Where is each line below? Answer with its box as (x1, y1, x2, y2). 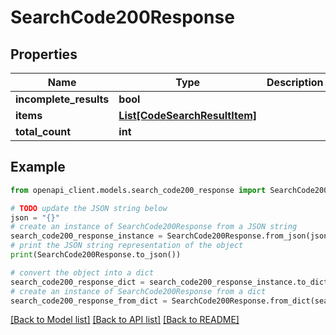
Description (266, 76, 324, 89)
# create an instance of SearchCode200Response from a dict (10, 286, 267, 296)
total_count (15, 125, 71, 138)
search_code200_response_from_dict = (10, 296, 168, 306)
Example (10, 159, 66, 176)
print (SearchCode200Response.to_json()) (10, 250, 182, 260)
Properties (10, 46, 78, 63)
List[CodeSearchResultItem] (118, 109, 258, 122)
